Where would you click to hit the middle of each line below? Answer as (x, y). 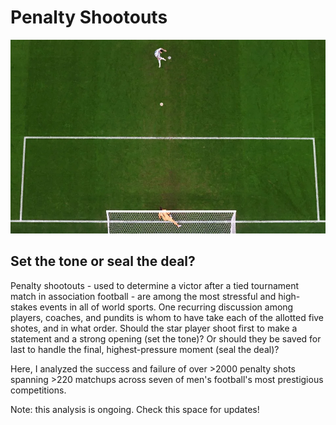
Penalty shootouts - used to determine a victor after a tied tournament (155, 285)
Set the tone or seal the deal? (103, 261)
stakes (24, 307)
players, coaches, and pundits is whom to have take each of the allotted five (167, 317)
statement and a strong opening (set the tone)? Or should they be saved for (166, 338)
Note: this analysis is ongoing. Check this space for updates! (135, 409)
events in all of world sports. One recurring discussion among (166, 307)
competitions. (38, 390)
